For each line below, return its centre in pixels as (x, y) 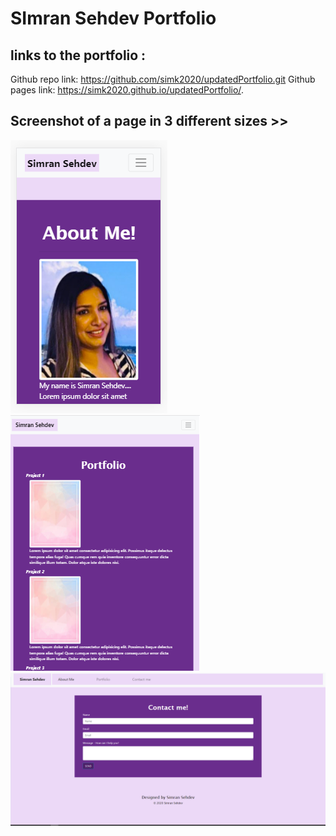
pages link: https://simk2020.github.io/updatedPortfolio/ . (127, 90)
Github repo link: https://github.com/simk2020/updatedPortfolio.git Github (163, 79)
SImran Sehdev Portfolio (113, 18)
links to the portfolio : (78, 55)
